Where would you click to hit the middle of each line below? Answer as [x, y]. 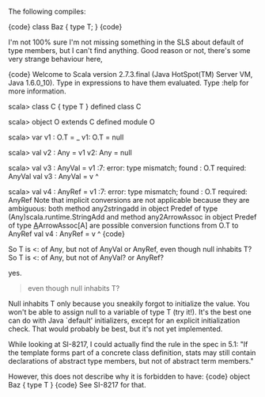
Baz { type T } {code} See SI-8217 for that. [77, 385]
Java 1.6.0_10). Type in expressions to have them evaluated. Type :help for [129, 83]
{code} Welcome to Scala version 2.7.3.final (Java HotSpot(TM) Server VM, [131, 74]
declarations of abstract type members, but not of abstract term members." [131, 361]
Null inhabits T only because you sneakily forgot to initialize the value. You [129, 303]
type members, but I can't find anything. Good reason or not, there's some [129, 50]
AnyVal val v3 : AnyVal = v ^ [53, 176]
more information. [37, 91]
